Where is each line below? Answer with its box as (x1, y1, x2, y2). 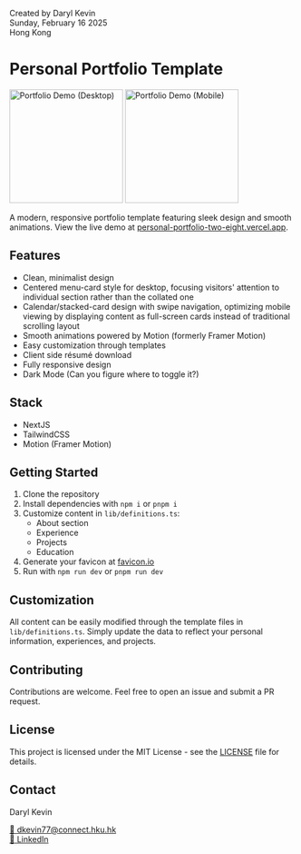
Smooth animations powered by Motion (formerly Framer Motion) (22, 330, 267, 341)
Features (9, 248, 61, 263)
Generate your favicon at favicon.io (22, 556, 155, 567)
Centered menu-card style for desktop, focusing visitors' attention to (22, 282, 279, 293)
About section (35, 518, 89, 529)
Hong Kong (9, 27, 52, 37)
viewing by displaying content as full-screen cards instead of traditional (22, 311, 290, 322)
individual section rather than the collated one (22, 291, 195, 303)
